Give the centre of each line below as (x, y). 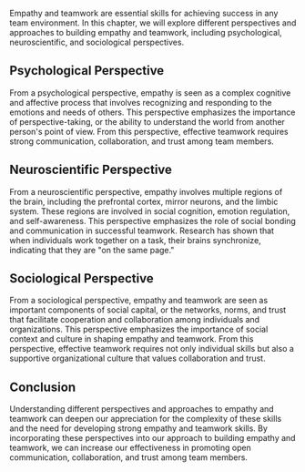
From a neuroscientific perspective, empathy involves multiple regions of (146, 191)
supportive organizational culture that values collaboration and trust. (137, 358)
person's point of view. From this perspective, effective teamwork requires (149, 131)
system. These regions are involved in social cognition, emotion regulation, (150, 211)
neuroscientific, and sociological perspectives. (97, 42)
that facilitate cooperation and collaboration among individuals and (135, 320)
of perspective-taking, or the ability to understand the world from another (147, 121)
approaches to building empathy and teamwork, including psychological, (146, 32)
